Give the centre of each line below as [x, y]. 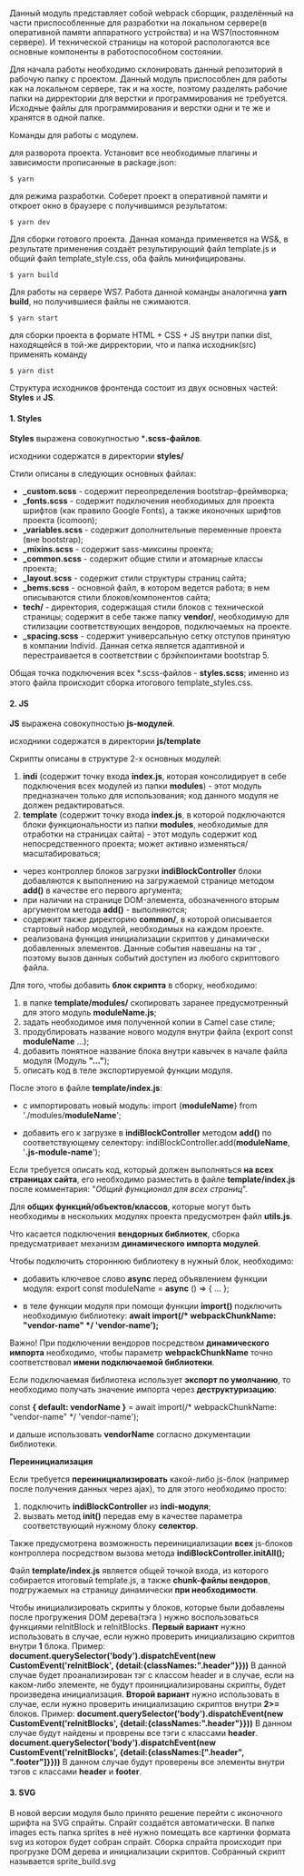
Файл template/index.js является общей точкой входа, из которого [139, 1571]
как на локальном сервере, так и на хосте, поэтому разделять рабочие [148, 89]
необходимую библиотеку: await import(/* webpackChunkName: [149, 1315]
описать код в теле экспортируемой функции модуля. [127, 1070]
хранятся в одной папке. [57, 118]
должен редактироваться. [74, 805]
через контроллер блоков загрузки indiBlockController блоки [142, 871]
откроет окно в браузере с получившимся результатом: [118, 205]
